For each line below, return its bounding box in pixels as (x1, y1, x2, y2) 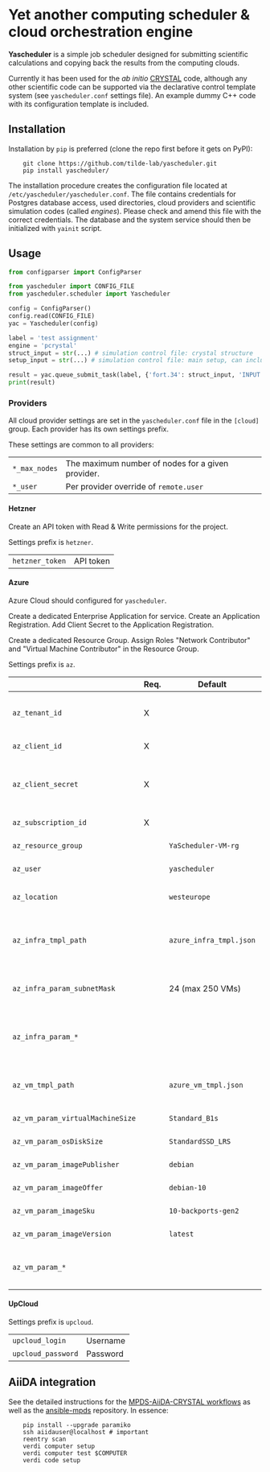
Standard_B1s (168, 1113, 219, 1123)
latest (168, 1229, 194, 1239)
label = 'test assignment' (8, 334, 99, 342)
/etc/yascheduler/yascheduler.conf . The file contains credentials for (8, 189, 237, 199)
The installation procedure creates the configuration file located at (8, 180, 227, 190)
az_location (12, 892, 59, 901)
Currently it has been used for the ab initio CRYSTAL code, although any (8, 73, 247, 83)
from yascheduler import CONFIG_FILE (8, 282, 135, 291)
